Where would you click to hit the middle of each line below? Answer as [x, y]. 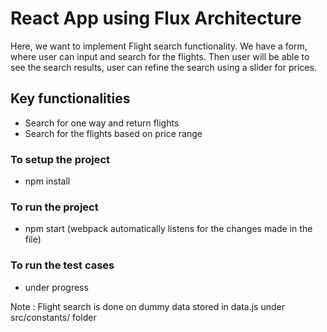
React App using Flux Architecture [156, 18]
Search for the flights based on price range [113, 133]
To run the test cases [62, 265]
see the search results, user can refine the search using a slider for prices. [163, 67]
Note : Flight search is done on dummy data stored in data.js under [147, 306]
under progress [56, 287]
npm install [47, 181]
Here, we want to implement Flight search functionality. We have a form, [159, 46]
